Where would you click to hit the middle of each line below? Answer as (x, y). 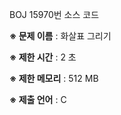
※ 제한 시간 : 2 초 (43, 57)
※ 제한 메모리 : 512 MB (54, 78)
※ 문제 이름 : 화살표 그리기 (60, 36)
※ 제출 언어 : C (38, 99)
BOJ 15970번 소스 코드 (54, 14)
